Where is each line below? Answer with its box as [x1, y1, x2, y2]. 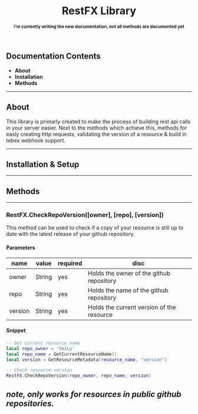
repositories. [6, 398, 54, 409]
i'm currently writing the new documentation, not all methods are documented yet [14, 24, 184, 30]
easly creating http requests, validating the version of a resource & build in [6, 130, 187, 137]
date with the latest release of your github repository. [6, 231, 135, 238]
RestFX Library [61, 4, 137, 18]
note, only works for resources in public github [6, 389, 181, 399]
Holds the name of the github [88, 286, 169, 294]
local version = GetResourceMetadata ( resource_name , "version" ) [6, 357, 167, 363]
